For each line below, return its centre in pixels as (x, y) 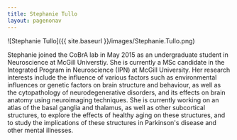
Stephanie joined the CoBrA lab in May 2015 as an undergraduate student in (118, 55)
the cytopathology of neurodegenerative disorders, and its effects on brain (116, 92)
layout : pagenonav (34, 21)
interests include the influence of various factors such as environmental (112, 77)
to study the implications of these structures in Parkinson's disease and (112, 122)
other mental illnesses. (40, 130)
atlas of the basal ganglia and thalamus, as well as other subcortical (106, 107)
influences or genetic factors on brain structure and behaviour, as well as (114, 85)
